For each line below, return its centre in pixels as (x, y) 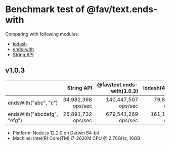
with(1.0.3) (124, 91)
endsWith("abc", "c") (33, 103)
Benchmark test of (45, 9)
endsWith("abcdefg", (33, 114)
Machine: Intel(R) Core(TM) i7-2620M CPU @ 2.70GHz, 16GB (76, 138)
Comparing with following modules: (42, 34)
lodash (19, 43)
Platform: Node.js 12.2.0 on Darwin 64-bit (56, 133)
